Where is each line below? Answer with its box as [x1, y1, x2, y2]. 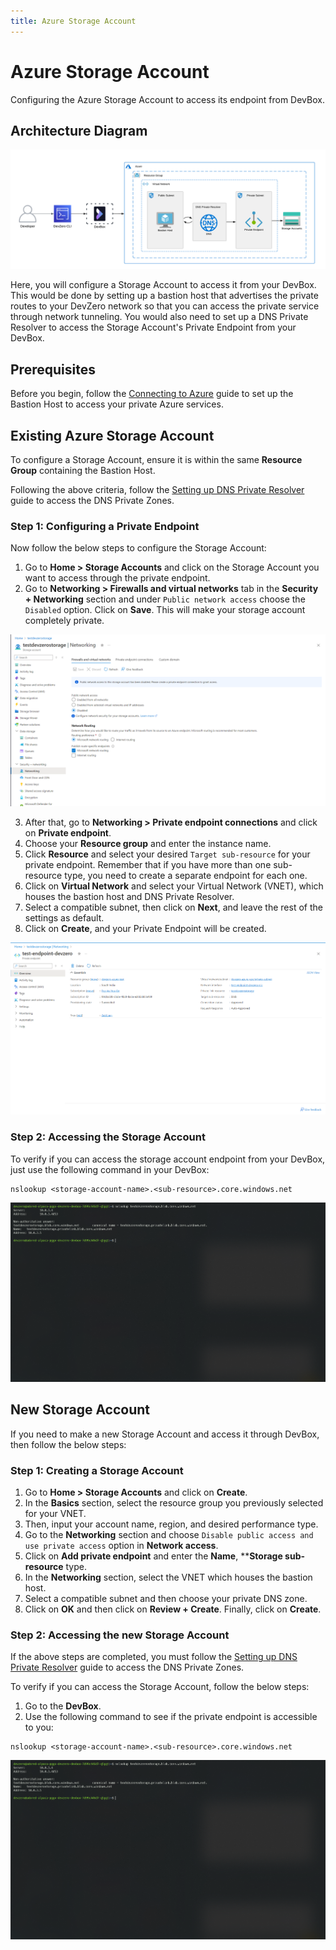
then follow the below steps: [10, 1438, 127, 1450]
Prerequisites [10, 361, 96, 378]
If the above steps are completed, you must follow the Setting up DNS [10, 1651, 298, 1663]
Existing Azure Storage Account [10, 427, 215, 444]
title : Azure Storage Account [10, 16, 137, 26]
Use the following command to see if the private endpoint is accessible [24, 1711, 318, 1723]
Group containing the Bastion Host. [10, 464, 156, 476]
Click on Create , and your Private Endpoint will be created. [24, 922, 267, 934]
